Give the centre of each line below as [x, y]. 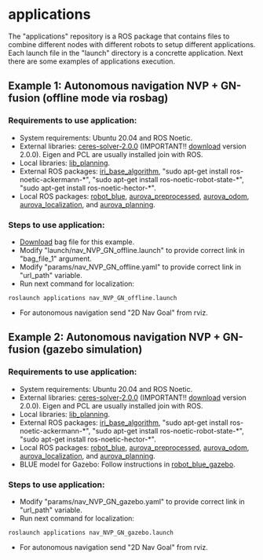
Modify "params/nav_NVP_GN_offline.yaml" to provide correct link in [130, 267]
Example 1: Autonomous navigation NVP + [113, 86]
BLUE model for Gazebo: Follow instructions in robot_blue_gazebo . [127, 464]
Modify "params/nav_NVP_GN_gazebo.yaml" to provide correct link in [132, 501]
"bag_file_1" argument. [56, 258]
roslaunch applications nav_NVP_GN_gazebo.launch [91, 533]
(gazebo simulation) [92, 350]
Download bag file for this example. [77, 242]
